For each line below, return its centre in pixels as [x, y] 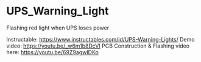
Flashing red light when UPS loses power [58, 28]
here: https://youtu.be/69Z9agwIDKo [52, 52]
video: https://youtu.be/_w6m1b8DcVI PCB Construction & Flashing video [98, 46]
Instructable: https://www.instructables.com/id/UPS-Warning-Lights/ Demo [100, 39]
